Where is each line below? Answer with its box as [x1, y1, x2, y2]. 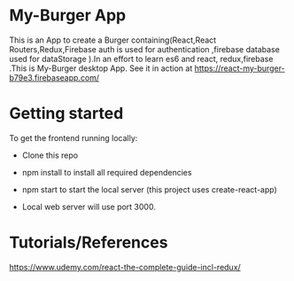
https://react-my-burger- [194, 63, 285, 74]
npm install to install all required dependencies [21, 167, 192, 177]
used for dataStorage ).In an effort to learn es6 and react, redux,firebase [9, 53, 274, 64]
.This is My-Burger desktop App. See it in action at [9, 63, 193, 74]
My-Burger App [9, 5, 127, 26]
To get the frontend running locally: [9, 132, 138, 143]
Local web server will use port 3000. [21, 201, 157, 212]
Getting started [9, 104, 124, 124]
